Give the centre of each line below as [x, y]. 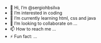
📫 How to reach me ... [33, 29]
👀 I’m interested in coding [36, 13]
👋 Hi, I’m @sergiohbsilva [35, 8]
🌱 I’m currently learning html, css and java [53, 18]
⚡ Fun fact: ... [23, 36]
